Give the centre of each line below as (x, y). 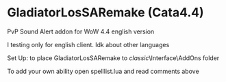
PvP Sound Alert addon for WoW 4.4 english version (81, 31)
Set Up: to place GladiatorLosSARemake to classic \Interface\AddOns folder (113, 58)
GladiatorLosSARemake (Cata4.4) (105, 13)
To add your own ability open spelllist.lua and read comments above (103, 71)
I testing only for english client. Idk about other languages (88, 44)
